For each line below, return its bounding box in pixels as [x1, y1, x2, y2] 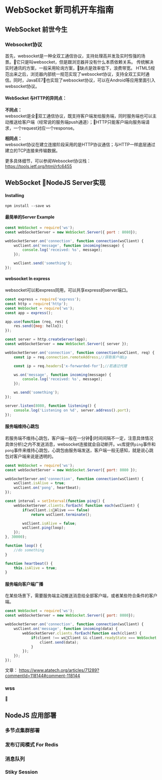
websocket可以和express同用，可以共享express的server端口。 [5, 287, 131, 293]
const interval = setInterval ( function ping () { [5, 498, 105, 504]
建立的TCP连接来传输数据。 [5, 148, 60, 153]
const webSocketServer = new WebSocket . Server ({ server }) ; [5, 342, 129, 347]
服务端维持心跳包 [5, 423, 39, 430]
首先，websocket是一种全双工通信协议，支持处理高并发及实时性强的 [5, 53, 141, 59]
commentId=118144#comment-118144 [5, 673, 81, 679]
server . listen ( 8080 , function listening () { [5, 403, 96, 408]
